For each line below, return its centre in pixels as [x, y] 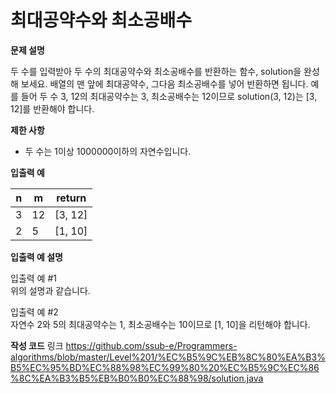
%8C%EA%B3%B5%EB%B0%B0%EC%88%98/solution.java [137, 378]
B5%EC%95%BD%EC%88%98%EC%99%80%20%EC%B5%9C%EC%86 [165, 367]
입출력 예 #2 [34, 312]
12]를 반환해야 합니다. [52, 108]
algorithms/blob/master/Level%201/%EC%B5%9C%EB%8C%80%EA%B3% [168, 357]
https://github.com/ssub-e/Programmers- [151, 345]
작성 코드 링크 [37, 345]
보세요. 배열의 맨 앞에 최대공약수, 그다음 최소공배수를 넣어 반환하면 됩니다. [164, 83]
